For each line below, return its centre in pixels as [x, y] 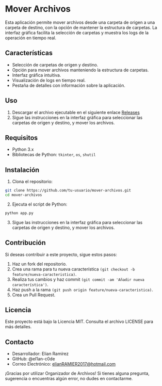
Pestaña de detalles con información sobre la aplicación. [68, 85]
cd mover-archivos [24, 195]
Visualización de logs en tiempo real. [49, 80]
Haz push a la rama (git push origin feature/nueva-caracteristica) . [82, 289]
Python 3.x [23, 149]
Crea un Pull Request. [34, 295]
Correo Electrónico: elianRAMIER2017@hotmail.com [64, 364]
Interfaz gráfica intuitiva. [37, 75]
